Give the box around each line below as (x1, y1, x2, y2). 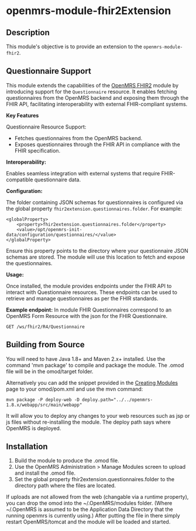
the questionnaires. (6, 259, 53, 266)
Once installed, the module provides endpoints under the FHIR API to (6, 282, 172, 289)
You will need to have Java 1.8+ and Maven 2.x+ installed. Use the (6, 355, 166, 362)
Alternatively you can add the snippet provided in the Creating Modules (6, 379, 178, 386)
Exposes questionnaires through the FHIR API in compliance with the (14, 141, 180, 148)
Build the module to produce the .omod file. (14, 457, 119, 464)
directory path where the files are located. (14, 482, 116, 489)
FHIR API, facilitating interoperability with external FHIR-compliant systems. (6, 100, 188, 107)
